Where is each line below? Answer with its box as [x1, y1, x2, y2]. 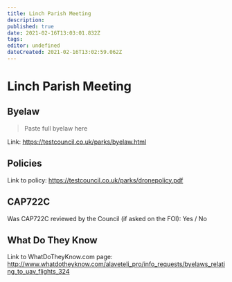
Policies [7, 158, 43, 169]
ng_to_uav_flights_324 [7, 267, 70, 276]
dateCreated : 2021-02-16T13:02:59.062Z [7, 49, 123, 56]
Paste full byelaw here [24, 124, 88, 132]
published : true [7, 23, 54, 30]
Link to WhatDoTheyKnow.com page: [7, 253, 113, 261]
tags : [7, 36, 23, 43]
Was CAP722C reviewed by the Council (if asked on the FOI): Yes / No [7, 214, 208, 223]
